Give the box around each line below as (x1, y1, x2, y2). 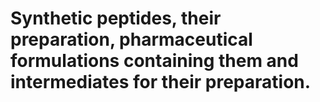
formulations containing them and (10, 50, 299, 72)
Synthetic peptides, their (10, 7, 222, 30)
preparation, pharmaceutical (10, 28, 253, 51)
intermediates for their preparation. (10, 71, 312, 94)
